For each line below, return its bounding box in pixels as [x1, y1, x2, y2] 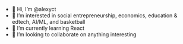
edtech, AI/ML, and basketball [11, 18, 86, 25]
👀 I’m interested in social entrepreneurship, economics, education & [11, 12, 178, 19]
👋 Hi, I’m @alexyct [11, 6, 56, 12]
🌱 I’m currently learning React [11, 24, 85, 32]
